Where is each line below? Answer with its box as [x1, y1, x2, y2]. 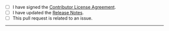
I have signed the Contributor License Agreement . [12, 4, 116, 10]
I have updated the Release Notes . [12, 10, 84, 16]
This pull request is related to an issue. [12, 15, 93, 21]
